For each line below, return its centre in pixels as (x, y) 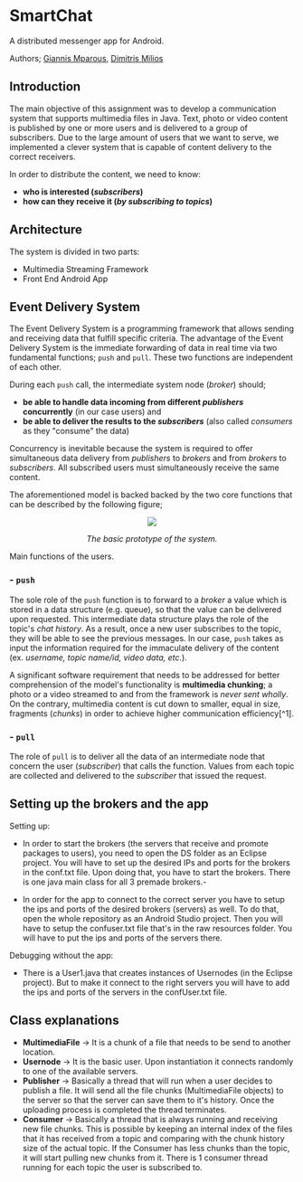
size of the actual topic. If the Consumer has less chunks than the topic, (156, 1148)
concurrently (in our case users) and (92, 411)
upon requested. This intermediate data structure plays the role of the (139, 619)
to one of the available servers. (80, 1071)
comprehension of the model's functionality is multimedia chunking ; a (141, 685)
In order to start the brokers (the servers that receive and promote (145, 843)
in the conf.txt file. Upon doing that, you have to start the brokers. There (156, 872)
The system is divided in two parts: (75, 251)
